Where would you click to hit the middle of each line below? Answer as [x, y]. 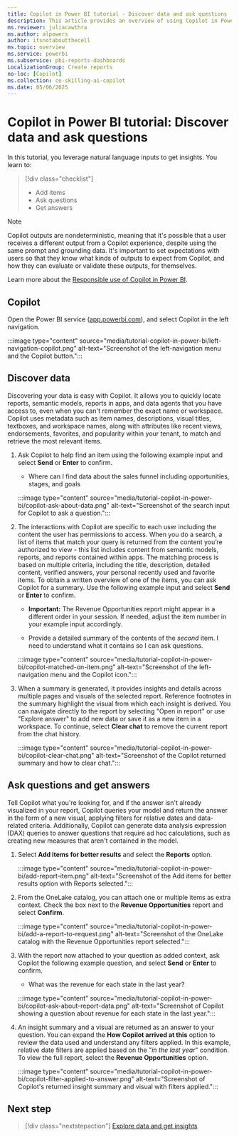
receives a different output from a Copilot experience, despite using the [112, 243]
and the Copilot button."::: [45, 356]
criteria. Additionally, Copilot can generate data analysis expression [128, 825]
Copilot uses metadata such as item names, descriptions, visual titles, [110, 418]
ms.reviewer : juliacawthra [47, 27]
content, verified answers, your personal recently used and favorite [116, 572]
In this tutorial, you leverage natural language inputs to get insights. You [112, 157]
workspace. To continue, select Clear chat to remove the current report [122, 726]
